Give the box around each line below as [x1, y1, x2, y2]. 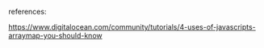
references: [8, 7, 47, 16]
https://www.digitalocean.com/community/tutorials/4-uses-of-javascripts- [8, 22, 256, 31]
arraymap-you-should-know [8, 31, 103, 40]
